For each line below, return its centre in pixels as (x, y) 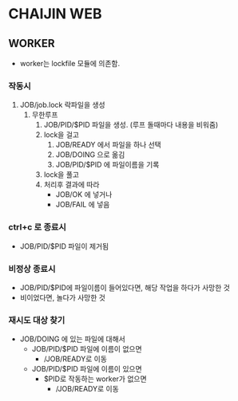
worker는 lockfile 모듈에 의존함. (70, 63)
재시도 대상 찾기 (37, 320)
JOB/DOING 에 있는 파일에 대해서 (72, 339)
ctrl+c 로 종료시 (37, 227)
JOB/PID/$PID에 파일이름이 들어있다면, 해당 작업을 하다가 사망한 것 (125, 287)
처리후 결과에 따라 (71, 185)
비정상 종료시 (32, 269)
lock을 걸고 (61, 135)
